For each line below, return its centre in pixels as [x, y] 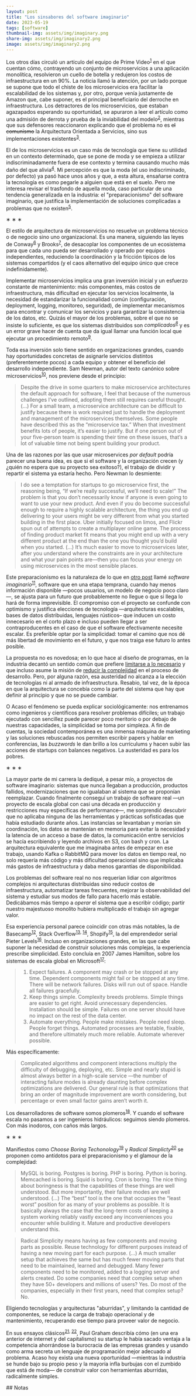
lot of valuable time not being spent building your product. [90, 443]
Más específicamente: [33, 1052]
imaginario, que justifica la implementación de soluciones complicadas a [93, 201]
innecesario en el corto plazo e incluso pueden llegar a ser [77, 622]
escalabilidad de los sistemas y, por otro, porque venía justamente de [90, 93]
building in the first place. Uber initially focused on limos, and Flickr [101, 522]
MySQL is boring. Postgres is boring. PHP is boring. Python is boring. [104, 1173]
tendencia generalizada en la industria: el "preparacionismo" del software [94, 195]
